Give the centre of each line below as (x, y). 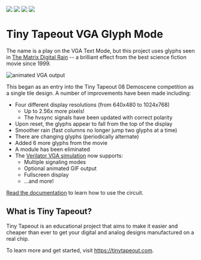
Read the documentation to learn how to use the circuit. (75, 192)
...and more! (39, 181)
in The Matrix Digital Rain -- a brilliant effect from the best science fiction (97, 57)
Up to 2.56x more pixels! (54, 111)
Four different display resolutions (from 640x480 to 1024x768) (92, 104)
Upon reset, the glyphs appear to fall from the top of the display (94, 123)
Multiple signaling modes (55, 162)
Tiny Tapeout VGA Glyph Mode (85, 34)
